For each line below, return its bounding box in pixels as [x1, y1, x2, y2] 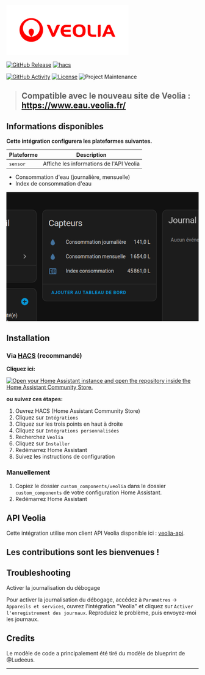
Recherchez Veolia [15, 434, 64, 441]
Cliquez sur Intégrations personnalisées [15, 427, 120, 434]
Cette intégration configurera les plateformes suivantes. [6, 137, 153, 145]
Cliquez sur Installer [15, 440, 70, 447]
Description [76, 151, 107, 158]
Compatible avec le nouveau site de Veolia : [21, 91, 191, 101]
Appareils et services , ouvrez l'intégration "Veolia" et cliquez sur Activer [6, 602, 193, 609]
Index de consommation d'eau [15, 180, 92, 187]
